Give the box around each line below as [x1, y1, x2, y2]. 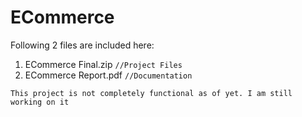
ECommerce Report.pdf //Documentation [24, 69, 193, 81]
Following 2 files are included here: [10, 39, 155, 51]
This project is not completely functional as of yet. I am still [10, 88, 293, 98]
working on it [10, 97, 70, 107]
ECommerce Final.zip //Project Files [24, 58, 183, 70]
